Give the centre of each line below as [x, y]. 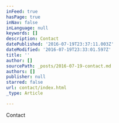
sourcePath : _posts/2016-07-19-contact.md [59, 66]
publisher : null [26, 77]
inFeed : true [22, 11]
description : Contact [33, 39]
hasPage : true [23, 17]
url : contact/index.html [36, 88]
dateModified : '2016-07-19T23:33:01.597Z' [59, 50]
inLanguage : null [27, 28]
